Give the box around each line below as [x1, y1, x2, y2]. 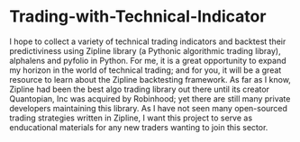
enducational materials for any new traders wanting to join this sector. [9, 121, 268, 132]
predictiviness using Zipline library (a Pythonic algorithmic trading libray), [9, 45, 281, 56]
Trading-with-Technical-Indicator [9, 6, 267, 27]
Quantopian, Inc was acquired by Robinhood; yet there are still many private [9, 93, 291, 104]
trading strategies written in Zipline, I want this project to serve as [9, 112, 253, 123]
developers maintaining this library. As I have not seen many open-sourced [9, 102, 288, 113]
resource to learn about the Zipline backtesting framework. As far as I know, [9, 74, 291, 84]
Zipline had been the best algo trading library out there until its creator [9, 84, 270, 94]
